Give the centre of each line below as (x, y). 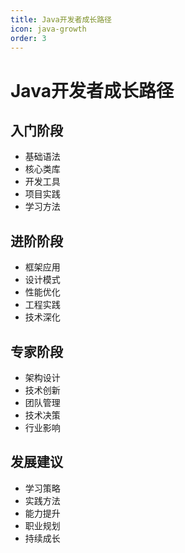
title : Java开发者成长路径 (61, 19)
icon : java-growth (48, 29)
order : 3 (28, 38)
